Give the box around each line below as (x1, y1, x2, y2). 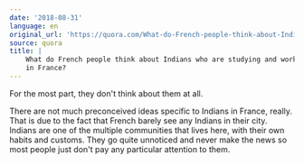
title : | (9, 47, 43, 56)
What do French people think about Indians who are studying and (25, 55, 278, 64)
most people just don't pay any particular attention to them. (9, 143, 231, 154)
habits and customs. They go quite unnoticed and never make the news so (9, 134, 288, 145)
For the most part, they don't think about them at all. (9, 87, 204, 99)
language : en (9, 22, 59, 31)
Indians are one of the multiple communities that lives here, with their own (9, 124, 285, 135)
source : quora (9, 38, 63, 48)
